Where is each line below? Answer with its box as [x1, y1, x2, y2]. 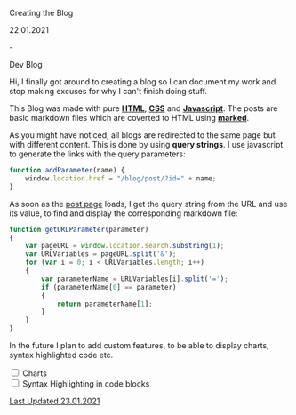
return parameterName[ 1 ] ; [56, 299, 153, 308]
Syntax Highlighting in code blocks [21, 379, 150, 389]
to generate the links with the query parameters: [9, 148, 186, 159]
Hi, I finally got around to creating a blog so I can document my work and [9, 76, 276, 87]
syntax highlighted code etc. [9, 350, 114, 360]
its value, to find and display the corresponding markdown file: [9, 208, 238, 219]
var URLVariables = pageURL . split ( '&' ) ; [25, 250, 177, 259]
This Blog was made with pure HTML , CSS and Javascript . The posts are [9, 103, 278, 114]
